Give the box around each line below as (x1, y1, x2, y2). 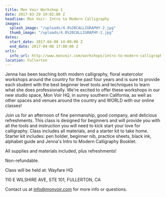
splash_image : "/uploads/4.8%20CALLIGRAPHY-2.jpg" (9, 26, 116, 31)
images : (5, 21, 21, 26)
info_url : (9, 53, 30, 58)
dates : (5, 35, 19, 40)
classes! (5, 103, 22, 109)
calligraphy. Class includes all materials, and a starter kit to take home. (5, 128, 149, 134)
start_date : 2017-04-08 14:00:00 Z (9, 39, 83, 44)
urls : (5, 48, 16, 53)
